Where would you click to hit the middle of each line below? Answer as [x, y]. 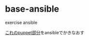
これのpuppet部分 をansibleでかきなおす [45, 32]
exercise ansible [21, 22]
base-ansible [32, 9]
